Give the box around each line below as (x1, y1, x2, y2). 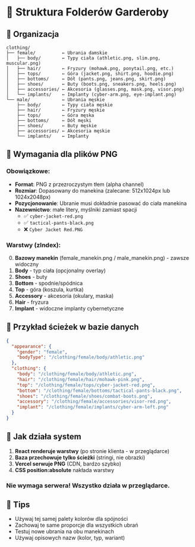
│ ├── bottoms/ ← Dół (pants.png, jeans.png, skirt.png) (6, 76, 166, 82)
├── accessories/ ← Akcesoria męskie (17, 128, 111, 134)
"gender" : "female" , (17, 349, 68, 355)
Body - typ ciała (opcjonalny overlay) (14, 267, 106, 274)
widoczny (14, 260, 39, 268)
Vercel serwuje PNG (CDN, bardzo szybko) (14, 460, 122, 467)
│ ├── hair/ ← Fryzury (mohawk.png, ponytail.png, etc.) (6, 65, 174, 71)
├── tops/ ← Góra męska (17, 112, 95, 118)
